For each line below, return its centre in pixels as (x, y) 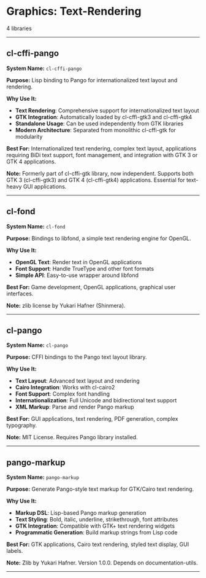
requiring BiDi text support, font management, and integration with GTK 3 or (102, 155)
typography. (22, 426)
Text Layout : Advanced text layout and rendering (77, 381)
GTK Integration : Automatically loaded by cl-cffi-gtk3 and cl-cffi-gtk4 (104, 117)
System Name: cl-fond (36, 226)
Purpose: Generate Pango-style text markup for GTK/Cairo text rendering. (100, 489)
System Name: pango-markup (43, 477)
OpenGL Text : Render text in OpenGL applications (78, 262)
